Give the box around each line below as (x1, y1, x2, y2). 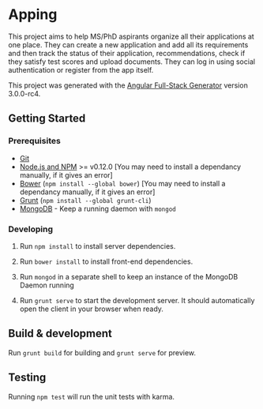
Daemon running (19, 280, 75, 290)
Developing (8, 223, 54, 235)
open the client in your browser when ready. (19, 304, 164, 313)
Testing (8, 371, 47, 385)
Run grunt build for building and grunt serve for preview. (8, 347, 196, 357)
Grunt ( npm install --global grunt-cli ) (19, 195, 152, 204)
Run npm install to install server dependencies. (19, 241, 176, 250)
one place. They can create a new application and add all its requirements (8, 39, 249, 49)
